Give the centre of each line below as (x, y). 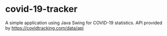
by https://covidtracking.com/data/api (45, 28)
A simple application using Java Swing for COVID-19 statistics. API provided (84, 23)
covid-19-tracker (41, 9)
